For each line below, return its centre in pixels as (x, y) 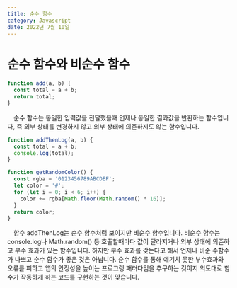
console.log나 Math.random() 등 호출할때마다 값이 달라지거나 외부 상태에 (109, 242)
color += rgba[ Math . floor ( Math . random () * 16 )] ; (93, 199)
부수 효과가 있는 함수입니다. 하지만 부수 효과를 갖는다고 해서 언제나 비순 (112, 250)
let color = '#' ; (39, 186)
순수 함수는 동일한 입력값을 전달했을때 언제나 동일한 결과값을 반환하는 (109, 117)
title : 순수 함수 (30, 14)
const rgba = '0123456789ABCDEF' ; (64, 179)
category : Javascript (39, 21)
